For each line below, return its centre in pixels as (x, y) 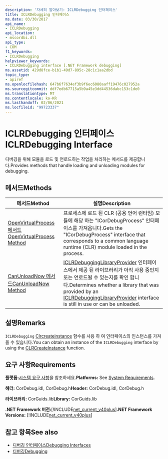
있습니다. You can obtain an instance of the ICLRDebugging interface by (87, 342)
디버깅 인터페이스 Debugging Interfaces (51, 445)
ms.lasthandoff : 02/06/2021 (34, 103)
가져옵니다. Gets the (100, 228)
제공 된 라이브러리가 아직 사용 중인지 (118, 269)
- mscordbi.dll (21, 38)
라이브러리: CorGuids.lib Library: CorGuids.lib (51, 399)
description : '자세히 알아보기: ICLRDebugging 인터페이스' (62, 10)
